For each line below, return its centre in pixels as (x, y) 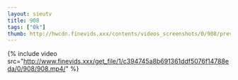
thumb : (17, 34)
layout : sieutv (30, 14)
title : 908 (23, 21)
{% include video (33, 54)
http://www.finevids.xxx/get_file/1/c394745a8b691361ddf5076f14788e (126, 62)
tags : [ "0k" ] (27, 27)
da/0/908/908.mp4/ (36, 69)
